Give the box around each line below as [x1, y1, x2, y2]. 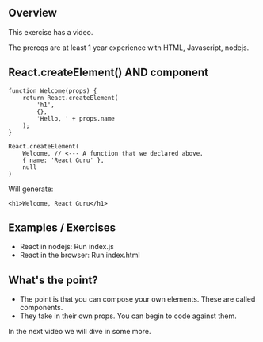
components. [19, 303, 63, 313]
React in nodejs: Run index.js [19, 242, 115, 252]
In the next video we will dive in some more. [8, 327, 151, 336]
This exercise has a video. [8, 27, 93, 37]
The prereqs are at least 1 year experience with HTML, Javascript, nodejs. [8, 43, 250, 52]
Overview [8, 6, 58, 20]
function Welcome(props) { [8, 86, 97, 94]
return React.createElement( [22, 94, 119, 102]
